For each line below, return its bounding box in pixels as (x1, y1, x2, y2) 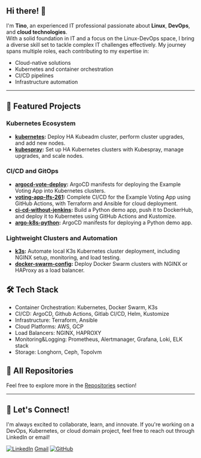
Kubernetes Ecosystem (6, 119, 76, 128)
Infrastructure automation (14, 78, 78, 85)
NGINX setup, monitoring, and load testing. (14, 254, 121, 261)
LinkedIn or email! (6, 433, 50, 441)
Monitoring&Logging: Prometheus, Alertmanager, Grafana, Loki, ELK (14, 336, 183, 343)
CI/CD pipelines (14, 71, 54, 79)
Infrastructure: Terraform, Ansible (14, 316, 98, 324)
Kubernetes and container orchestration (14, 65, 114, 73)
